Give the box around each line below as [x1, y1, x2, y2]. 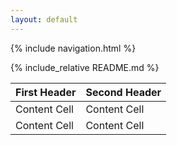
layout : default [10, 14, 78, 25]
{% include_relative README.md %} [10, 61, 160, 73]
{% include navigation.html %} [10, 42, 137, 54]
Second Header [85, 85, 162, 99]
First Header [15, 85, 77, 99]
